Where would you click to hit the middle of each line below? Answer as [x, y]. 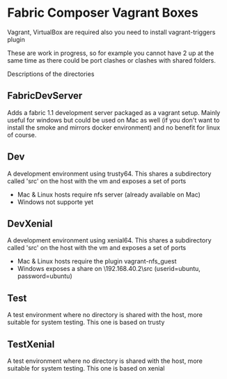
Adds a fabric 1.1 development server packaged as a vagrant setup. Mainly [114, 112]
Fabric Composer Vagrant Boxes [103, 13]
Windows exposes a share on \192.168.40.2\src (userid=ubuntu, [109, 269]
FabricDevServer [45, 96]
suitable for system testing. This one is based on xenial [86, 368]
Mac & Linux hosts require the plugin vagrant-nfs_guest [97, 261]
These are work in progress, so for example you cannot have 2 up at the [111, 53]
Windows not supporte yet [55, 202]
